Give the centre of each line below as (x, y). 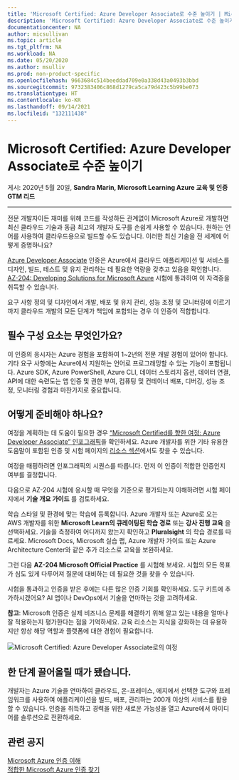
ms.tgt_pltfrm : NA (34, 47)
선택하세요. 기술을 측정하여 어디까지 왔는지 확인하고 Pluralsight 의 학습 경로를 (116, 532)
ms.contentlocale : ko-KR (44, 101)
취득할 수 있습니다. (33, 287)
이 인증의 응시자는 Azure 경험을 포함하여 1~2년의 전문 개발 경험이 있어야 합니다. (118, 354)
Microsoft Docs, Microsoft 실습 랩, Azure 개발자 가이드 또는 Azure (122, 541)
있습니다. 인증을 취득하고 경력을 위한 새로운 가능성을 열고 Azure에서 (116, 709)
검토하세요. (94, 499)
